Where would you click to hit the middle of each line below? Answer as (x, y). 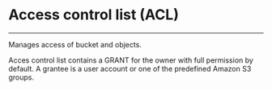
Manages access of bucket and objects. (75, 44)
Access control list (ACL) (94, 15)
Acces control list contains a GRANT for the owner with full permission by (131, 60)
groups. (21, 77)
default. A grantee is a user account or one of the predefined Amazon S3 (130, 68)
